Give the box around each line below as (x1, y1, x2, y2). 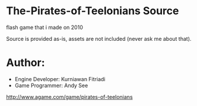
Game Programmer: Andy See (14, 82, 88, 89)
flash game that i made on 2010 (6, 24, 83, 31)
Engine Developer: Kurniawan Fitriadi (14, 75, 106, 82)
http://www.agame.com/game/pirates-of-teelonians (6, 93, 133, 100)
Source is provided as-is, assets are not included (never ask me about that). (6, 35, 192, 42)
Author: (6, 56, 46, 69)
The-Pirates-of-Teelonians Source (6, 4, 179, 18)
